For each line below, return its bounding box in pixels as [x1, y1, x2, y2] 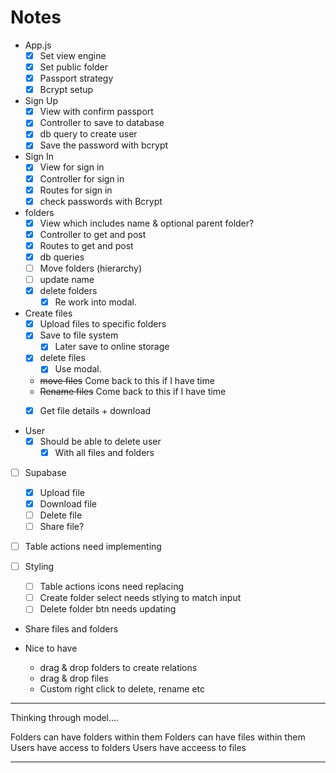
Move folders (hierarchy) [39, 262, 143, 274]
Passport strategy [39, 72, 114, 85]
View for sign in [39, 161, 105, 173]
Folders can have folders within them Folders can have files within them [10, 731, 306, 743]
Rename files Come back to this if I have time [39, 385, 227, 397]
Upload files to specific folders [39, 318, 167, 330]
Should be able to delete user [39, 435, 162, 447]
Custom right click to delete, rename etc [39, 683, 206, 695]
